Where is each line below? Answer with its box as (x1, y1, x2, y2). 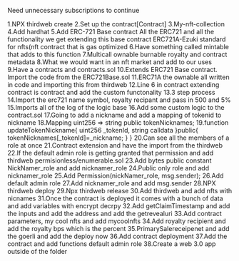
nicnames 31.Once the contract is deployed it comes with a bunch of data (7, 194, 223, 203)
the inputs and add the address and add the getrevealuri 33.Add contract (7, 210, 223, 217)
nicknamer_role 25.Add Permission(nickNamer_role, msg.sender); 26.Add (7, 171, 224, 180)
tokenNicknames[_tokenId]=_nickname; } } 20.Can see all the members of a (7, 133, 230, 142)
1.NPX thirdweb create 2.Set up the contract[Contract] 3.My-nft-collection (7, 20, 225, 28)
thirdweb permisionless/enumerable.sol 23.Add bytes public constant (7, 156, 212, 165)
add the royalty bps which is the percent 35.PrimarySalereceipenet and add (7, 225, 230, 232)
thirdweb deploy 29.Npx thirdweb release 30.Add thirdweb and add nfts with (7, 187, 233, 195)
